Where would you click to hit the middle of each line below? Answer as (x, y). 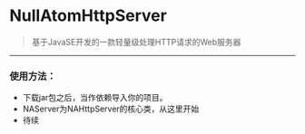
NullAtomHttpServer (89, 16)
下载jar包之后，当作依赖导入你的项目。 (95, 98)
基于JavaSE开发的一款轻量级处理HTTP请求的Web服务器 (136, 42)
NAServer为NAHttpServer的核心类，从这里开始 (111, 109)
